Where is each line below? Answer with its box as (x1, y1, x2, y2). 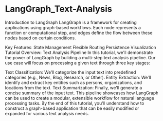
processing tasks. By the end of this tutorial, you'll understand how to (5, 100, 145, 106)
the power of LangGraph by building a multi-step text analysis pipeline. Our (5, 54, 156, 60)
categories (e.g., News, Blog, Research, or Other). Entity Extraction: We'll (5, 74, 151, 80)
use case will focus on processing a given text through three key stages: (5, 60, 150, 66)
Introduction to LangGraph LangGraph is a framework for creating (5, 19, 137, 25)
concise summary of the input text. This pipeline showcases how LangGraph (5, 90, 159, 96)
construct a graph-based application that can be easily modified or (5, 105, 140, 111)
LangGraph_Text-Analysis (5, 3, 112, 15)
